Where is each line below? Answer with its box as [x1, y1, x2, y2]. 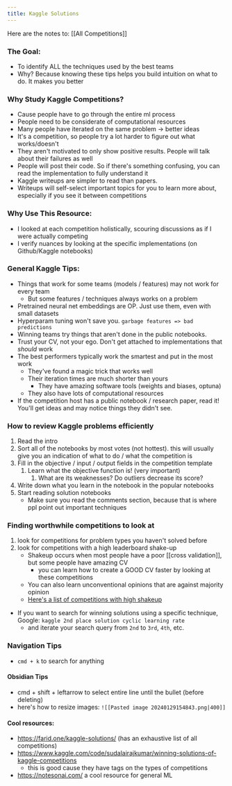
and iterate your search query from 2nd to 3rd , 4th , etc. [27, 624, 185, 632]
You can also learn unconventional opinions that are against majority [27, 580, 224, 589]
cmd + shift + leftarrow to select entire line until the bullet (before [17, 688, 204, 696]
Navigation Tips [7, 641, 63, 651]
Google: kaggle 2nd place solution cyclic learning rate [17, 616, 185, 625]
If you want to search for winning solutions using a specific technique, [17, 609, 219, 617]
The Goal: [7, 47, 41, 56]
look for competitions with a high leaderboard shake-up [17, 544, 177, 552]
